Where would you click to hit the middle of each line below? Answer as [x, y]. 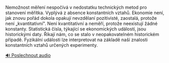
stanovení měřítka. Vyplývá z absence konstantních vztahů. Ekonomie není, [85, 13]
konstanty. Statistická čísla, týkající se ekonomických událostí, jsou [76, 29]
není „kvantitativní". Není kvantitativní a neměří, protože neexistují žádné [81, 23]
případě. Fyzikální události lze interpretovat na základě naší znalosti [77, 40]
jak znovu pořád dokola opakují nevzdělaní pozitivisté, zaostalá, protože [81, 18]
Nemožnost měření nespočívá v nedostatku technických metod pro [76, 7]
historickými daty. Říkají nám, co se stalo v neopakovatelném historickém [82, 34]
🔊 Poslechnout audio [28, 55]
